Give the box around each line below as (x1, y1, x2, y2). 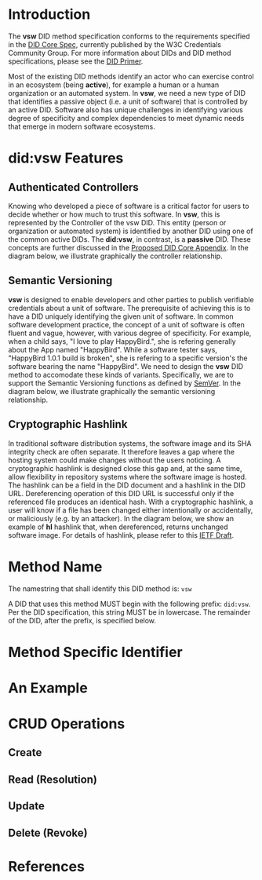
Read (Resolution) (8, 772, 98, 786)
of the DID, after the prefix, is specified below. (8, 615, 157, 625)
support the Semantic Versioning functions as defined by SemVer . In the (8, 378, 242, 388)
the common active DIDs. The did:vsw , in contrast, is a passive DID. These (8, 234, 251, 244)
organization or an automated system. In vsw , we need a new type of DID (8, 88, 246, 97)
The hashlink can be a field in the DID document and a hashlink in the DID (8, 480, 246, 490)
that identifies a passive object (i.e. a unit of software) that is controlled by (8, 97, 249, 106)
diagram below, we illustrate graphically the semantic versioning (8, 386, 216, 396)
